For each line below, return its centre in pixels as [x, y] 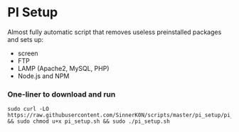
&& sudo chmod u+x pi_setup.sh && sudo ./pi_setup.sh [89, 121]
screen [28, 53]
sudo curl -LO [28, 109]
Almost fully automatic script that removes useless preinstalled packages [115, 32]
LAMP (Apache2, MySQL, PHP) [63, 68]
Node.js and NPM [43, 76]
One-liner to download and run [62, 94]
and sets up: [26, 39]
